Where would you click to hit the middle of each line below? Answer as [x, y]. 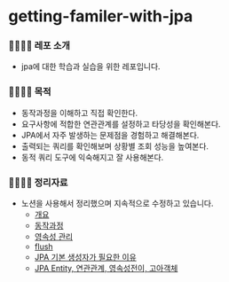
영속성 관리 [53, 237]
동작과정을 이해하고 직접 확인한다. [79, 113]
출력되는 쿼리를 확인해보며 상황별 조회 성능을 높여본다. [115, 146]
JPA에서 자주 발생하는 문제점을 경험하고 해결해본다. [110, 135]
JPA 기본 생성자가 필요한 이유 [85, 257]
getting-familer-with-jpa [101, 16]
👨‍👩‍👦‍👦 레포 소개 [39, 46]
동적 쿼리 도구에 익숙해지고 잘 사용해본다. [92, 157]
